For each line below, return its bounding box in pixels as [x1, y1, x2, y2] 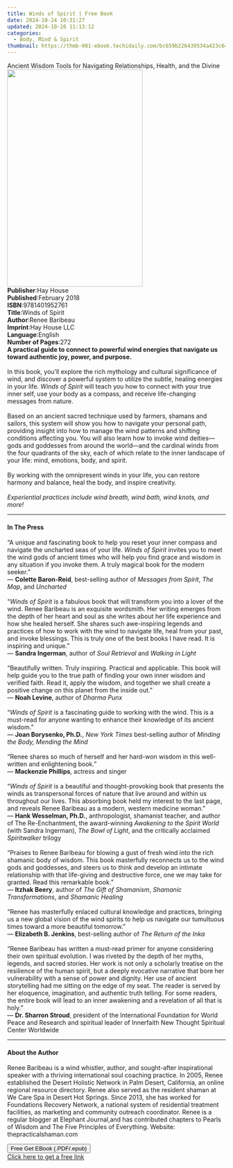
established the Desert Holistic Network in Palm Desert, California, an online [7, 1078, 225, 1087]
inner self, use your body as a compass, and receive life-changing [7, 390, 196, 398]
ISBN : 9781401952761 [7, 301, 68, 309]
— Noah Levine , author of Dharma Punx [7, 693, 123, 702]
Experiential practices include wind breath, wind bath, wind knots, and [7, 493, 209, 501]
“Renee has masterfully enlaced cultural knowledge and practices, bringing [7, 908, 223, 916]
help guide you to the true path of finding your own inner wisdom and [7, 672, 206, 680]
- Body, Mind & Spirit [13, 36, 79, 43]
